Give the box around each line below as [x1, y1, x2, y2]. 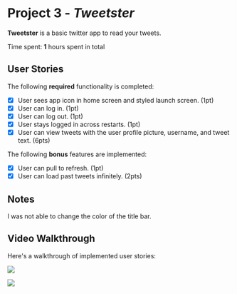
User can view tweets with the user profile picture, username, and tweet [17, 128, 230, 136]
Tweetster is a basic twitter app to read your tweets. [7, 29, 162, 37]
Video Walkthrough [7, 233, 95, 245]
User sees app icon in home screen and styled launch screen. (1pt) [17, 96, 214, 104]
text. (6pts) [17, 136, 51, 145]
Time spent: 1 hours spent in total [7, 42, 105, 51]
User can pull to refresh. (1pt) [17, 164, 104, 173]
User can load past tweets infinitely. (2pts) [17, 172, 142, 181]
